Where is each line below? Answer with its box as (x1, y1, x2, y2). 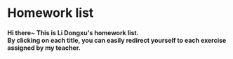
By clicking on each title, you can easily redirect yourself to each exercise (7, 36, 227, 44)
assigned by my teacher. (7, 44, 81, 52)
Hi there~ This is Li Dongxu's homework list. (7, 28, 139, 37)
